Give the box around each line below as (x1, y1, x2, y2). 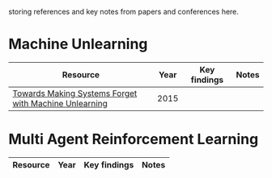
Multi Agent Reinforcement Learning (8, 130, 259, 148)
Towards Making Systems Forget (12, 88, 138, 99)
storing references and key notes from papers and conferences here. (8, 7, 239, 16)
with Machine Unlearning (12, 97, 108, 109)
